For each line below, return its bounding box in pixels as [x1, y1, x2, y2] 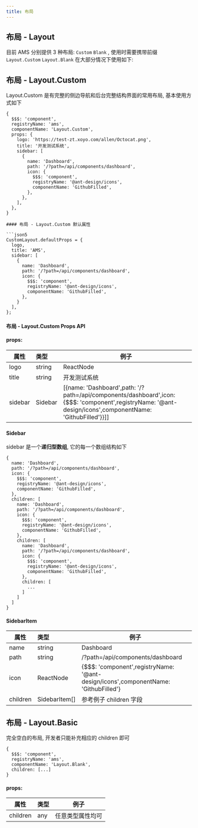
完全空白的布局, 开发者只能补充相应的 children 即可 [6, 734, 130, 741]
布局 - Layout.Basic [6, 718, 78, 728]
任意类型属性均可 [55, 812, 103, 820]
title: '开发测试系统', [16, 143, 70, 149]
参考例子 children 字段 [81, 696, 143, 704]
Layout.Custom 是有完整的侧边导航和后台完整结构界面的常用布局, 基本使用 [6, 92, 187, 99]
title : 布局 [6, 8, 34, 15]
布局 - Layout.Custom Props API [6, 322, 85, 329]
